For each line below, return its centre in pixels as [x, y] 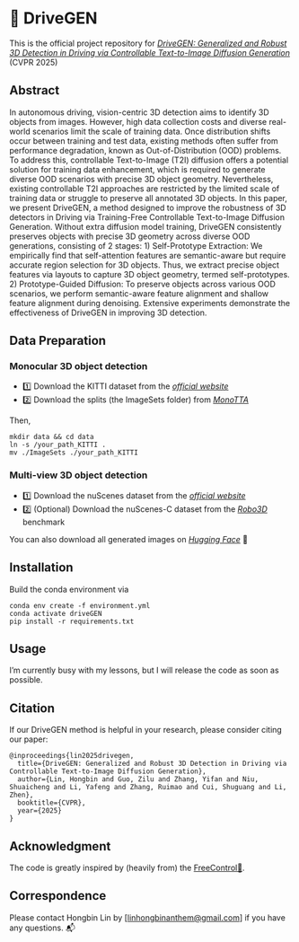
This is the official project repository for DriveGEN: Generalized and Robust [148, 43]
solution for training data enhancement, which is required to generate [137, 169]
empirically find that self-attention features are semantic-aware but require [148, 255]
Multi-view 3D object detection [79, 475]
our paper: [29, 739]
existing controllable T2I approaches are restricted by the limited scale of [145, 189]
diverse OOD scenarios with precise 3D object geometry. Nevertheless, [141, 179]
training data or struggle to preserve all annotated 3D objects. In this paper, [148, 198]
